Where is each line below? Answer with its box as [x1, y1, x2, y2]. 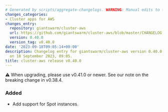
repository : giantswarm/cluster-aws [9, 26, 86, 31]
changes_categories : [5, 12, 48, 17]
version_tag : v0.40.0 [9, 40, 55, 45]
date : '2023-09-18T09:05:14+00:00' [5, 44, 79, 49]
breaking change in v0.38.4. [5, 77, 63, 83]
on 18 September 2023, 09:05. [9, 53, 72, 59]
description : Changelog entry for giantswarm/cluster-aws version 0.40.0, [5, 49, 164, 54]
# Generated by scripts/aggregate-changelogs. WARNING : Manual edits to [5, 7, 160, 12]
